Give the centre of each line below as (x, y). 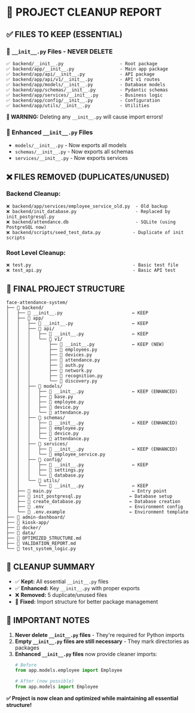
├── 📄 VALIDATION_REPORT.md (41, 543)
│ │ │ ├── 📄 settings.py (45, 470)
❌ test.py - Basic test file (92, 265)
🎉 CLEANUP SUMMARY (51, 567)
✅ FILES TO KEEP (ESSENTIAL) (64, 34)
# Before (26, 665)
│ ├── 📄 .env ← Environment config (95, 506)
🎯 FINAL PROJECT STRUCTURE (65, 289)
